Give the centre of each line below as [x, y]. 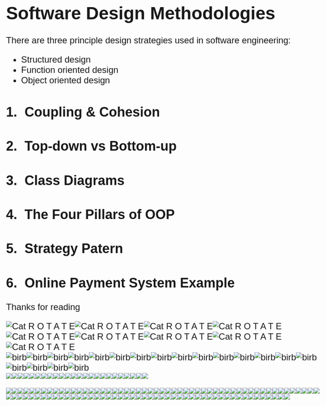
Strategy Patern [74, 249]
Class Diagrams [75, 180]
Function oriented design [70, 70]
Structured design [56, 60]
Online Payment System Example [130, 283]
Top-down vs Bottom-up [101, 146]
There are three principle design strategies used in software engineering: [149, 40]
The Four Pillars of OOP [100, 214]
